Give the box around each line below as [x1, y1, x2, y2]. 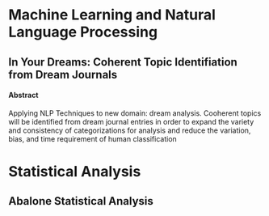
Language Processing [8, 23, 158, 41]
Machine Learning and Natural [8, 6, 216, 24]
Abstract [8, 91, 39, 100]
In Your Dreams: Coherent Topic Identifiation [8, 55, 238, 69]
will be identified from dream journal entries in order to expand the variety [8, 116, 254, 126]
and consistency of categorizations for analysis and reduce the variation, [8, 125, 251, 135]
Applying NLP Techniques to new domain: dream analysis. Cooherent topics [8, 108, 262, 118]
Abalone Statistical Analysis [8, 194, 153, 208]
